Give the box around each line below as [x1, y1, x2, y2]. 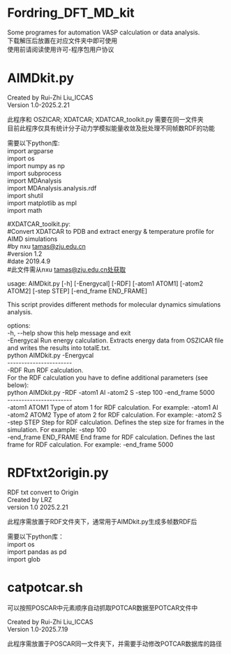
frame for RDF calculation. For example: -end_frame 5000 [7, 440, 174, 449]
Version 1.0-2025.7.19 [7, 625, 68, 633]
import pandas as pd [7, 548, 67, 556]
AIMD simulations [7, 235, 58, 243]
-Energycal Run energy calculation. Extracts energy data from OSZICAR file [7, 336, 224, 345]
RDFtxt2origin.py [7, 465, 110, 481]
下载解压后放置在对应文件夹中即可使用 [7, 36, 117, 45]
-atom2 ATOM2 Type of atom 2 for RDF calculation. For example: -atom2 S [7, 410, 222, 419]
